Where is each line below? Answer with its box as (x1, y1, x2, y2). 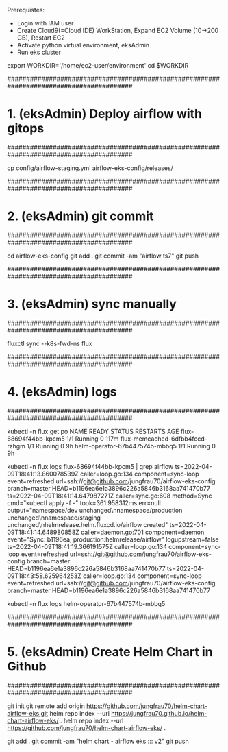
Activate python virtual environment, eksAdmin (16, 41, 150, 49)
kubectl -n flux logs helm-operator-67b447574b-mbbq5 (7, 599, 166, 607)
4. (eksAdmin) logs (7, 384, 117, 400)
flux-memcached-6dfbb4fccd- (120, 435, 207, 443)
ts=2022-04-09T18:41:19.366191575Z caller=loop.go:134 (7, 542, 168, 550)
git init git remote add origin (7, 702, 86, 710)
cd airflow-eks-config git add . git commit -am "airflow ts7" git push (7, 252, 199, 260)
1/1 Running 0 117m (66, 435, 119, 443)
